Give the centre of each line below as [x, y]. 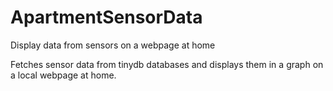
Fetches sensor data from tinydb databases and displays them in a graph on [167, 64]
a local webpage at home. [63, 75]
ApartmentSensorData [106, 17]
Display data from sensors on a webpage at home [113, 45]
